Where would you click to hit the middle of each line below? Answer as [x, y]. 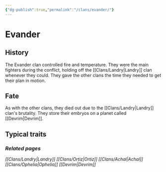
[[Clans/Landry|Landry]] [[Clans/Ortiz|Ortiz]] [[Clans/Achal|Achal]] [74, 159]
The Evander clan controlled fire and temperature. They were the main [77, 65]
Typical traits [26, 134]
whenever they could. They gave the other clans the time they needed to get [83, 75]
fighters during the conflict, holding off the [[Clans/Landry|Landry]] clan [79, 70]
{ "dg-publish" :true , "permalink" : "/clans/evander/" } [59, 10]
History [17, 53]
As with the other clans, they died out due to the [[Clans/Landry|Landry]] [80, 108]
